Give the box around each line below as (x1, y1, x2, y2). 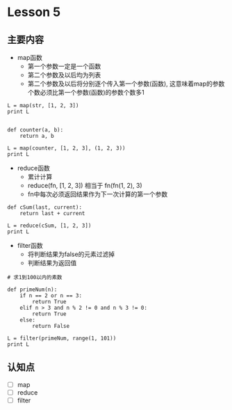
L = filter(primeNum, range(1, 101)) (7, 335, 117, 342)
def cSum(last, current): (7, 204, 82, 211)
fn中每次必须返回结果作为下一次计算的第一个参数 (27, 190, 168, 198)
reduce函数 (17, 164, 51, 172)
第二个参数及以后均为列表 (27, 71, 101, 79)
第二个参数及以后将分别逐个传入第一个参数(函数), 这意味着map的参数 (27, 79, 225, 88)
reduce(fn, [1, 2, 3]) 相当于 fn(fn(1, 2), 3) (27, 182, 142, 189)
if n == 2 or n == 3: (19, 292, 82, 299)
